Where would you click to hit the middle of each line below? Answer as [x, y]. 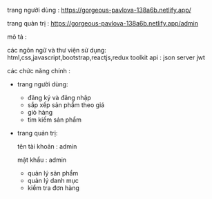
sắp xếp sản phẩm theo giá [66, 105]
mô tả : [17, 37]
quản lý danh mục [53, 180]
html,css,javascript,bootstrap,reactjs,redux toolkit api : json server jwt [106, 57]
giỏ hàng [40, 112]
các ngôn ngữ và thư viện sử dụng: [57, 50]
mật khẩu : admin [42, 160]
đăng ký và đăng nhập [59, 97]
